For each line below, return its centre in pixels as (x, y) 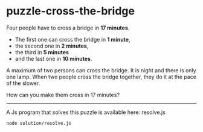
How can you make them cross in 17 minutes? (63, 95)
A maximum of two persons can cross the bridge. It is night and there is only (101, 70)
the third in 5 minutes (42, 52)
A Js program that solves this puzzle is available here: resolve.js (86, 112)
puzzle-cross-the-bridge (70, 11)
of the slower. (23, 83)
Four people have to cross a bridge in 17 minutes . (68, 28)
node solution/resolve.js (39, 123)
